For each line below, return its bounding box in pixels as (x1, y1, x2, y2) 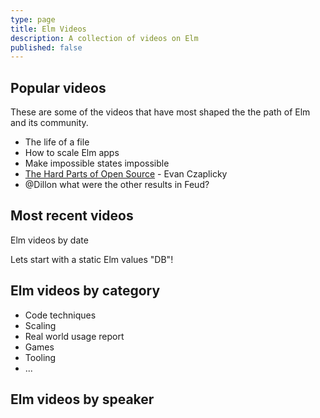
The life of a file (24, 136, 90, 148)
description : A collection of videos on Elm (10, 33, 199, 43)
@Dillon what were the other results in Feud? (24, 179, 210, 191)
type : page (10, 14, 56, 25)
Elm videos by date (10, 234, 89, 246)
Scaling (24, 319, 57, 331)
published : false (10, 42, 83, 53)
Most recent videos (10, 207, 134, 225)
